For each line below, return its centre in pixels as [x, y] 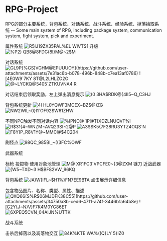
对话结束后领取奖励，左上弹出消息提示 [45, 94]
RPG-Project [32, 9]
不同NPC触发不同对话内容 [32, 121]
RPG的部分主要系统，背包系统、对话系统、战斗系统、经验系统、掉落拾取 [80, 24]
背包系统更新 [18, 105]
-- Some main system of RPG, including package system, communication [86, 30]
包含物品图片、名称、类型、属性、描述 [45, 190]
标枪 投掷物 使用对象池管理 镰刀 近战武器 [83, 164]
